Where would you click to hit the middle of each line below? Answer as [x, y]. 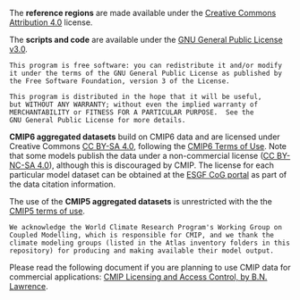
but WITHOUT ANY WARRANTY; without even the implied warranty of [133, 104]
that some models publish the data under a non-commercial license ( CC [142, 156]
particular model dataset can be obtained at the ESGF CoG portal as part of [148, 175]
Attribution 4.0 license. [51, 22]
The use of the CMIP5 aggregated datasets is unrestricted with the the [141, 201]
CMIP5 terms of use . [47, 211]
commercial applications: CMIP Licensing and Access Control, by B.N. [138, 277]
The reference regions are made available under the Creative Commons [143, 13]
